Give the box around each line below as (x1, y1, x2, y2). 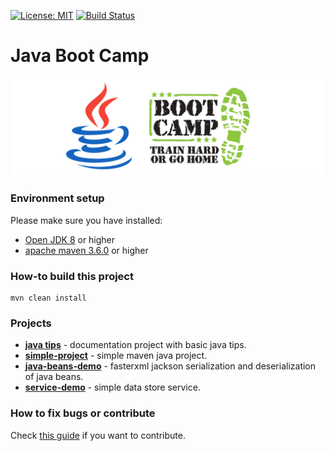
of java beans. (24, 371, 84, 383)
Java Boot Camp (10, 45, 150, 67)
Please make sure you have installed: (10, 214, 163, 226)
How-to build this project (10, 269, 134, 283)
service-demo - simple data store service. (24, 381, 201, 394)
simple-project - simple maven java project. (24, 350, 208, 362)
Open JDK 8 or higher (24, 233, 116, 245)
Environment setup (10, 191, 105, 205)
